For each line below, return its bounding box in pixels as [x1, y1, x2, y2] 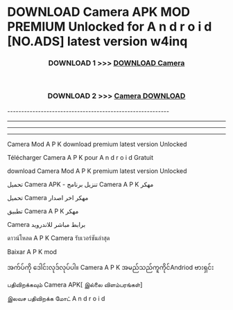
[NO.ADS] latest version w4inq [7, 34, 188, 49]
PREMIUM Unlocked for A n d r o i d [7, 19, 212, 35]
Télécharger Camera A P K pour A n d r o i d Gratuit [7, 153, 154, 161]
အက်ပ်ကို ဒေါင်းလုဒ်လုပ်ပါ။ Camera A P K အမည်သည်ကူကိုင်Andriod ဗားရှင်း [7, 263, 214, 271]
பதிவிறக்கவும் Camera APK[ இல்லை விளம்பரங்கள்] [7, 280, 143, 289]
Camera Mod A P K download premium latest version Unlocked [7, 140, 187, 148]
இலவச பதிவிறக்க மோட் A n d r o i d [7, 294, 105, 302]
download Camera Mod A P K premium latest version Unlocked [7, 167, 187, 175]
